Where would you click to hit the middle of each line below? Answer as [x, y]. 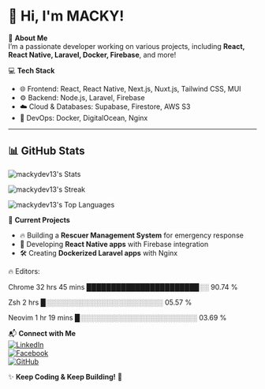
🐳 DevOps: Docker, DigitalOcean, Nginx [84, 118]
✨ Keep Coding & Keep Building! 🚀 [65, 376]
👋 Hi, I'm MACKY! [66, 16]
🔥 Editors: [24, 271]
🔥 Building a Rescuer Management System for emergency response [132, 235]
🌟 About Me [28, 38]
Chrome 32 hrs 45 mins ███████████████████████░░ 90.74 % [123, 286]
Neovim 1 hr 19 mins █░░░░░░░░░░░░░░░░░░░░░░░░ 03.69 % [118, 317]
